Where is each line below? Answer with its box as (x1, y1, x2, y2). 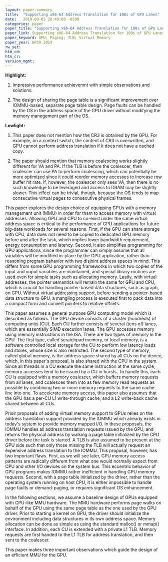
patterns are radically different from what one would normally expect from (5, 458, 158, 464)
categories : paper (5, 21, 43, 27)
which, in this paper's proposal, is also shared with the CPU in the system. (5, 358, 158, 364)
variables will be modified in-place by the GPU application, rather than (5, 253, 150, 259)
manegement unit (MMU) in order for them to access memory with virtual (5, 210, 156, 216)
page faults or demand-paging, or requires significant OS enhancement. (5, 485, 154, 491)
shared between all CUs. (5, 401, 56, 407)
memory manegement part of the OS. (12, 113, 90, 119)
